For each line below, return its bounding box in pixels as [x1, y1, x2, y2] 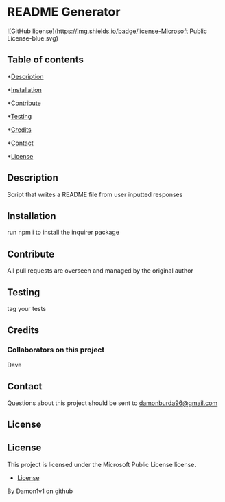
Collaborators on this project [7, 345, 105, 354]
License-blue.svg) [7, 34, 58, 42]
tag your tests [7, 305, 47, 312]
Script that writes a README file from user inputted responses [7, 190, 183, 198]
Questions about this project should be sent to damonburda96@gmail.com [7, 399, 218, 407]
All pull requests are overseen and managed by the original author [7, 266, 193, 275]
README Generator [7, 4, 121, 20]
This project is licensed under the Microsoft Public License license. [7, 460, 197, 468]
